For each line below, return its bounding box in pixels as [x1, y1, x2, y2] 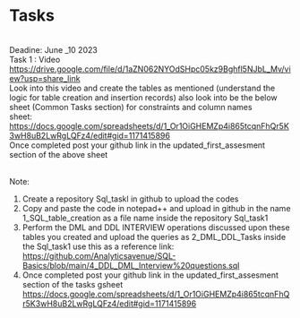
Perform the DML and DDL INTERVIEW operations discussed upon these [21, 221, 290, 233]
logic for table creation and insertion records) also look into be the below [9, 91, 278, 103]
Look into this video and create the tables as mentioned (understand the [9, 82, 276, 93]
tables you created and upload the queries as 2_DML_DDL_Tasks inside [21, 231, 287, 242]
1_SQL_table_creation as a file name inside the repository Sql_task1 [21, 212, 269, 223]
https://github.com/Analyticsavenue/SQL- [21, 250, 176, 261]
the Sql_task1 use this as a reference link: [21, 241, 175, 252]
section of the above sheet [9, 149, 108, 159]
